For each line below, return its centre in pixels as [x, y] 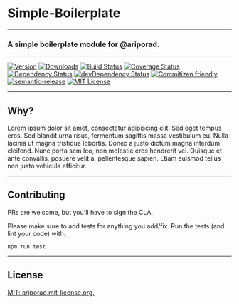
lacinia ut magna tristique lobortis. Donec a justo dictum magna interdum [114, 143]
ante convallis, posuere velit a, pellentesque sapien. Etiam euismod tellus [114, 158]
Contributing [36, 195]
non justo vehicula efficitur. [47, 166]
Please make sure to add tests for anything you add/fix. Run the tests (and [116, 226]
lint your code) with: [37, 233]
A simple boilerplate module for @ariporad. [84, 44]
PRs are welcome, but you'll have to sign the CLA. [80, 212]
